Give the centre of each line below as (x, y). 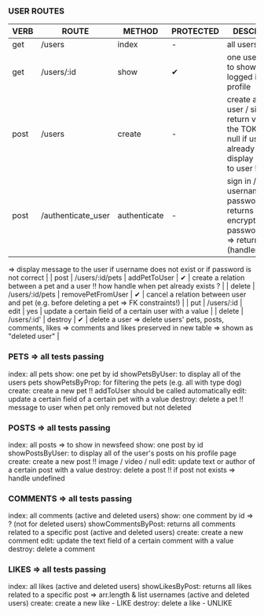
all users (242, 45)
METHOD (141, 31)
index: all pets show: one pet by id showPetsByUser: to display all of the (125, 374)
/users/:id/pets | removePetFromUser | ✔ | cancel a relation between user (127, 295)
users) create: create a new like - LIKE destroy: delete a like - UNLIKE (120, 603)
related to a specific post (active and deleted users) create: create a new (126, 532)
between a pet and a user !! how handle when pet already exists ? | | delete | (132, 286)
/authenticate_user (75, 215)
